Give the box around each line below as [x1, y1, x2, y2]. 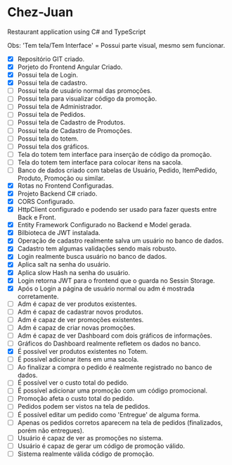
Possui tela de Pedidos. [17, 110, 86, 119]
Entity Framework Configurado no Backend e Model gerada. [17, 221, 192, 229]
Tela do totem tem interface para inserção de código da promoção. [17, 150, 212, 158]
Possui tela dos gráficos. [17, 142, 89, 151]
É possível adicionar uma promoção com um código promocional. [17, 386, 207, 395]
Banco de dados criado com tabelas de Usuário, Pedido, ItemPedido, [17, 166, 218, 174]
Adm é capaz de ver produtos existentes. [17, 300, 137, 308]
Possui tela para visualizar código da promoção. [17, 94, 157, 103]
